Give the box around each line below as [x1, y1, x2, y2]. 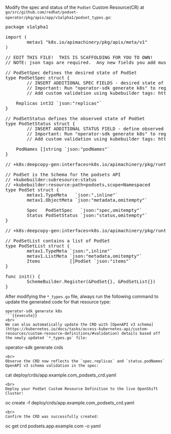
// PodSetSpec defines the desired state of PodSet [5, 70, 137, 75]
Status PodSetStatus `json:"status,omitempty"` [26, 212, 148, 218]
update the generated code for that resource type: [5, 299, 111, 305]
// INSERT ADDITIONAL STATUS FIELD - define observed [26, 126, 164, 131]
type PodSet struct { [5, 187, 60, 193]
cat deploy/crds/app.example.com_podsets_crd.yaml [5, 372, 117, 378]
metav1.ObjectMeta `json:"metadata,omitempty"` [26, 197, 148, 203]
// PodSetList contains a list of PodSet [5, 238, 110, 243]
